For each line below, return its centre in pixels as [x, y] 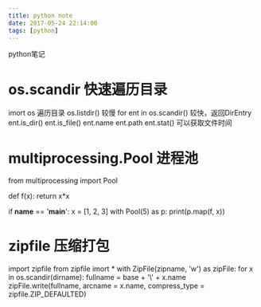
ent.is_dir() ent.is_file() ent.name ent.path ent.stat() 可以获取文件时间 [120, 123]
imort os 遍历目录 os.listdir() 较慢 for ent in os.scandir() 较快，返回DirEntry [130, 113]
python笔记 [27, 54]
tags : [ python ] [33, 30]
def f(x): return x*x [39, 196]
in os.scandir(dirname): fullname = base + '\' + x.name [97, 277]
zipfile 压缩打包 [59, 246]
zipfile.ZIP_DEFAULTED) [47, 294]
